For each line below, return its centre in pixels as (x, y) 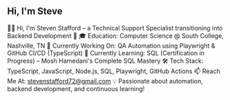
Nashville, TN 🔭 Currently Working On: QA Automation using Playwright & (111, 46)
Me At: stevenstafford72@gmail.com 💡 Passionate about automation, (105, 81)
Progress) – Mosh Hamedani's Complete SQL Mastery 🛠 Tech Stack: (105, 61)
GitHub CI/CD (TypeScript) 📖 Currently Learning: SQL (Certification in (106, 53)
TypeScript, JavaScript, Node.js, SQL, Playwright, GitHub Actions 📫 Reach (114, 71)
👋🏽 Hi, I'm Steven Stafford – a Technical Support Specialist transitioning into (115, 28)
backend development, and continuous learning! (76, 88)
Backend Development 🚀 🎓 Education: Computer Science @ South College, (116, 36)
